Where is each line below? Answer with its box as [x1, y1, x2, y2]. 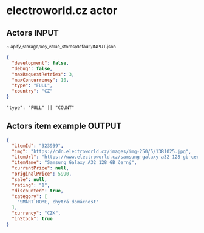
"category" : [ [12, 193, 47, 200]
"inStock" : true [12, 216, 53, 222]
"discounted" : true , [12, 188, 64, 194]
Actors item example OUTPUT [6, 121, 122, 131]
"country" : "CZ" [12, 88, 53, 94]
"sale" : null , [12, 176, 47, 182]
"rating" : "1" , [12, 182, 50, 188]
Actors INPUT [6, 28, 59, 38]
